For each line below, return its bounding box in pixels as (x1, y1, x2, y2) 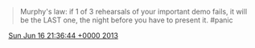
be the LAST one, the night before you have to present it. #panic (19, 15, 233, 25)
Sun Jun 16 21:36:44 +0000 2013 (7, 31, 119, 40)
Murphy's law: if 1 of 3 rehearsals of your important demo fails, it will (19, 7, 248, 16)
